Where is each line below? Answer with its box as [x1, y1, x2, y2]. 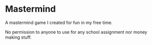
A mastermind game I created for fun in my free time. [5, 20, 113, 25]
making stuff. [5, 34, 32, 40]
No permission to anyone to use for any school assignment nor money [5, 29, 148, 35]
